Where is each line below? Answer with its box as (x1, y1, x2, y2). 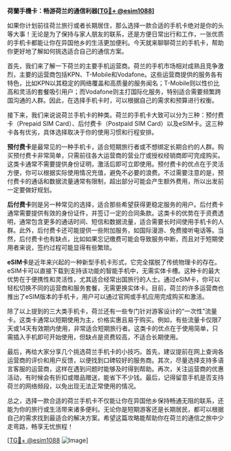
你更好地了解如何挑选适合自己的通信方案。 (7, 48, 128, 55)
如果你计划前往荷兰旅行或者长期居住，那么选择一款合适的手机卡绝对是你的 (7, 21, 218, 30)
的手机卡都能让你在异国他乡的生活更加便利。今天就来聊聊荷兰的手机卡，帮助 (7, 39, 224, 47)
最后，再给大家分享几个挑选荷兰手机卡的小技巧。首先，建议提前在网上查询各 (7, 348, 224, 355)
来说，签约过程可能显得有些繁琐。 (19, 244, 115, 251)
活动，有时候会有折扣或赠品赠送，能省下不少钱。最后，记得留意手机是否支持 (7, 373, 224, 381)
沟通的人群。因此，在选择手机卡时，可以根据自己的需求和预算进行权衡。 (12, 96, 218, 104)
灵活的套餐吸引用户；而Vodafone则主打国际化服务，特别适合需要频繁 (19, 87, 215, 96)
